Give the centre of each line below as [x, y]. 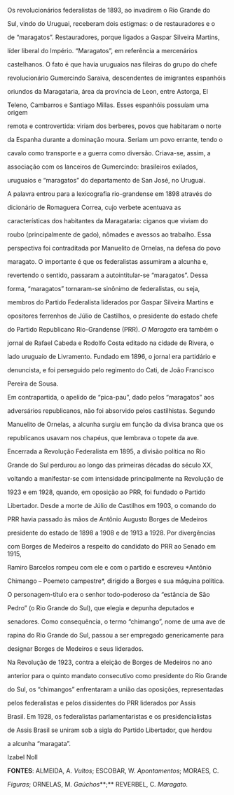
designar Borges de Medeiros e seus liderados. [75, 649]
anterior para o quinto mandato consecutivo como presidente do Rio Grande [117, 676]
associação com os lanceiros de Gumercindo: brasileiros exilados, [103, 167]
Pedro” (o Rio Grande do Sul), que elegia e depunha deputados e [101, 608]
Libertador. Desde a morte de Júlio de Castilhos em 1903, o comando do [112, 506]
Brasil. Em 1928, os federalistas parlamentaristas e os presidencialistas [110, 716]
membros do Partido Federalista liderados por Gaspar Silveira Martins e [110, 302]
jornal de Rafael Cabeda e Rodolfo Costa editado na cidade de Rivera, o [111, 343]
